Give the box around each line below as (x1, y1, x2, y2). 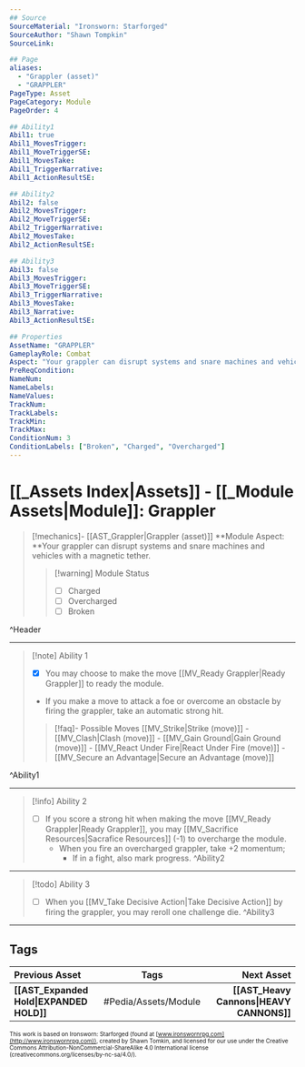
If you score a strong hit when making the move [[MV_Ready (44, 813, 271, 824)
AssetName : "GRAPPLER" (9, 340, 95, 350)
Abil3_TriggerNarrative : (9, 290, 103, 300)
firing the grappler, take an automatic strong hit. (44, 706, 224, 717)
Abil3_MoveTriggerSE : (9, 282, 92, 291)
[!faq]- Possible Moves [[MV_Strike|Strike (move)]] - (54, 723, 250, 734)
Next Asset (241, 969, 291, 981)
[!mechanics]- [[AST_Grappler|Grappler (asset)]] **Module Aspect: (31, 530, 285, 541)
